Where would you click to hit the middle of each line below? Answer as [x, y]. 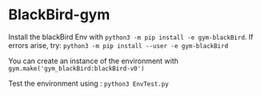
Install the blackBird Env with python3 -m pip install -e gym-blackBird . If [131, 37]
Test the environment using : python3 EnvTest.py [89, 83]
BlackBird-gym [59, 15]
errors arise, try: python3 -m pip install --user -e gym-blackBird [118, 45]
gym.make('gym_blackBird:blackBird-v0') [77, 68]
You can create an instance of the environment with [93, 61]
